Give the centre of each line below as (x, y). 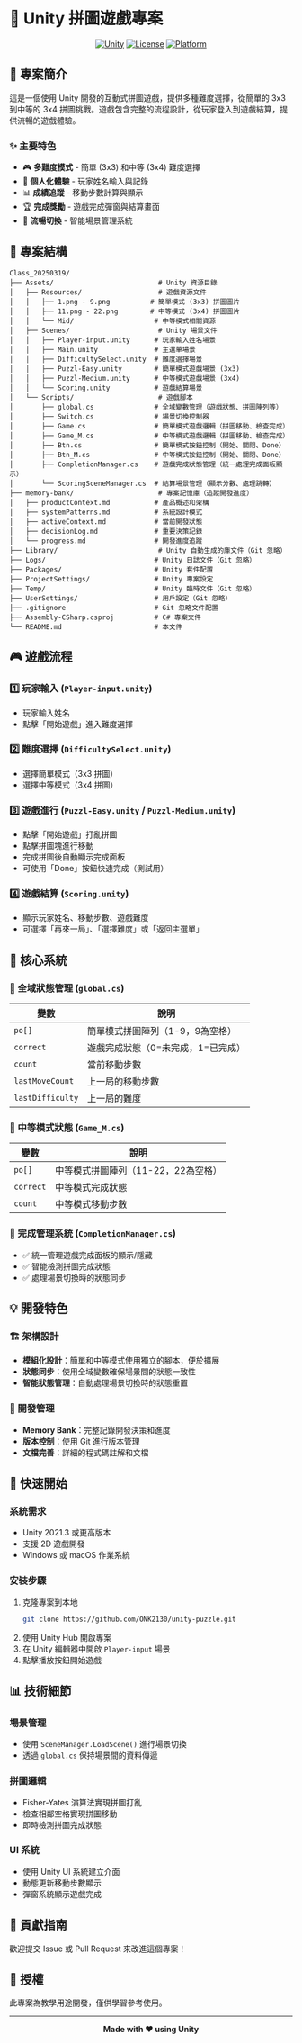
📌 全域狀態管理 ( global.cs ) (67, 988)
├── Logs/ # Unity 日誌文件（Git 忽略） (133, 560)
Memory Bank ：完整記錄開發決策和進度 (96, 1430)
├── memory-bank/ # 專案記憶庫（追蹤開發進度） (131, 493)
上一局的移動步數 (123, 1082)
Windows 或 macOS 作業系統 (76, 1555)
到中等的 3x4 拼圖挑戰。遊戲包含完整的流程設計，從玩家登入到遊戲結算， (145, 109)
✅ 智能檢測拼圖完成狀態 (66, 1266)
